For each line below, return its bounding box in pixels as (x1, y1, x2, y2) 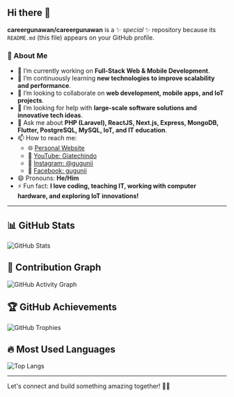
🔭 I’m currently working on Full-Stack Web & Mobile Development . (17, 67, 210, 75)
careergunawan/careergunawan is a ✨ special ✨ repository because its (7, 25, 217, 33)
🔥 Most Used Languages (7, 343, 116, 355)
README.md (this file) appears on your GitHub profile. (7, 33, 155, 42)
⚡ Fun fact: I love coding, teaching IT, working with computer (17, 182, 196, 190)
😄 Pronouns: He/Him (17, 174, 79, 182)
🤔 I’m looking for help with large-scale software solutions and (17, 104, 197, 112)
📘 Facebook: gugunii (27, 167, 87, 175)
